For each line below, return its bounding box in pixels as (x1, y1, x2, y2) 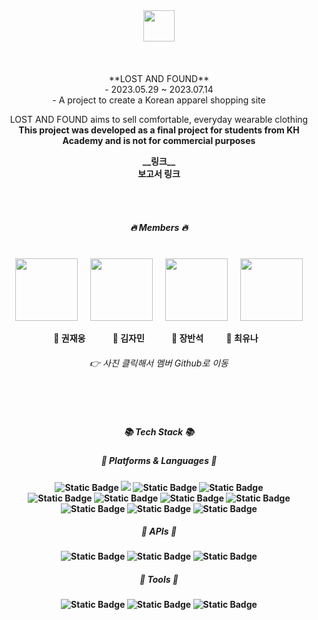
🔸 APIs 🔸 (140, 525, 178, 538)
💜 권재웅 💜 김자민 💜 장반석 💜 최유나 (53, 332, 259, 344)
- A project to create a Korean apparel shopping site (52, 94, 266, 106)
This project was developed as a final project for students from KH (18, 124, 300, 136)
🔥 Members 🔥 (130, 221, 188, 233)
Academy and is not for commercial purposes (62, 135, 256, 146)
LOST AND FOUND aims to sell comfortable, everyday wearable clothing (9, 114, 309, 125)
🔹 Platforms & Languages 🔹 (100, 455, 218, 467)
